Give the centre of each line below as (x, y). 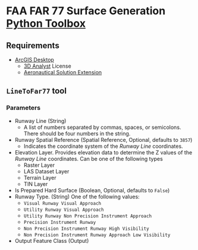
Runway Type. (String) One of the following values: (77, 197)
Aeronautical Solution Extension (63, 72)
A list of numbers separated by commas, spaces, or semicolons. (102, 127)
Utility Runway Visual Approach (64, 210)
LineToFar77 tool (37, 91)
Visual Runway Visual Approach (62, 203)
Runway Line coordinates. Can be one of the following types (89, 159)
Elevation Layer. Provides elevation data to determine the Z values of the (103, 152)
